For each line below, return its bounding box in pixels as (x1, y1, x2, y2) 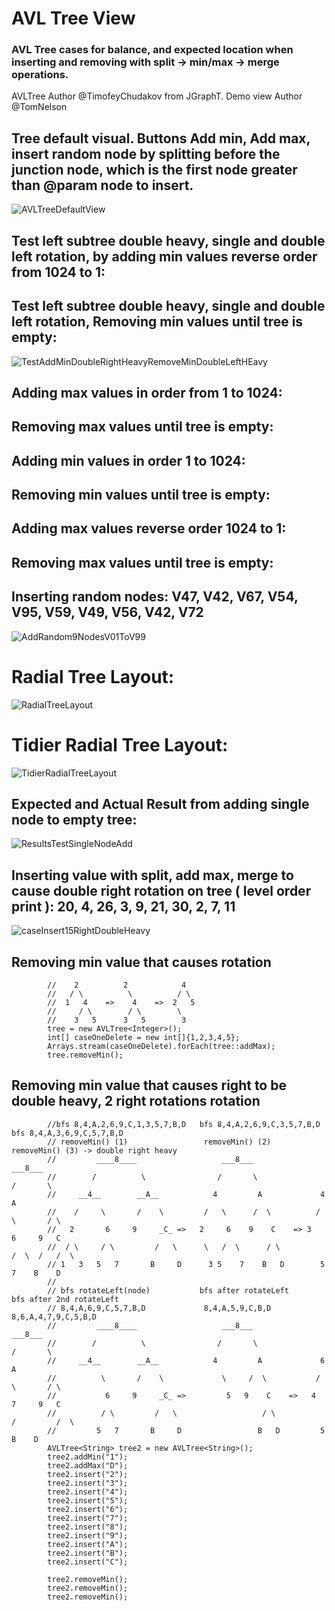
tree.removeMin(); (47, 1050, 124, 1060)
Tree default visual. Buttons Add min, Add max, (11, 130, 311, 147)
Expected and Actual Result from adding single (11, 795, 310, 812)
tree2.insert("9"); (47, 1530, 129, 1541)
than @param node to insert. (11, 177, 194, 194)
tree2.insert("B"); (47, 1548, 129, 1558)
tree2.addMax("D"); (47, 1460, 129, 1471)
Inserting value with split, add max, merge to (11, 867, 294, 884)
